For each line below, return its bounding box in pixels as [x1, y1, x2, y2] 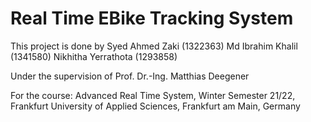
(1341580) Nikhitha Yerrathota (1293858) [10, 50, 178, 62]
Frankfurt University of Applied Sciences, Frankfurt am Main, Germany [10, 100, 301, 112]
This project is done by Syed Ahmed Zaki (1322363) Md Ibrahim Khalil [10, 40, 298, 52]
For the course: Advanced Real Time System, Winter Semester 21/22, [10, 89, 296, 101]
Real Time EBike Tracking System [10, 7, 294, 30]
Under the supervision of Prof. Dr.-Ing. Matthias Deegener [10, 70, 250, 82]
